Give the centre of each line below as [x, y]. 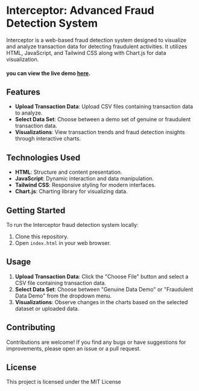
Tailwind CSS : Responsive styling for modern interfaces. [85, 185]
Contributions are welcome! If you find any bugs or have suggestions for [96, 342]
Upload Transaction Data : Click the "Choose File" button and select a [102, 276]
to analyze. [29, 113]
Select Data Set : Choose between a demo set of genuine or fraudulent [103, 119]
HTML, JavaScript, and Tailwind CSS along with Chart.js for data [86, 52]
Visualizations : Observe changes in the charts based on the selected [101, 302]
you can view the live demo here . [49, 73]
